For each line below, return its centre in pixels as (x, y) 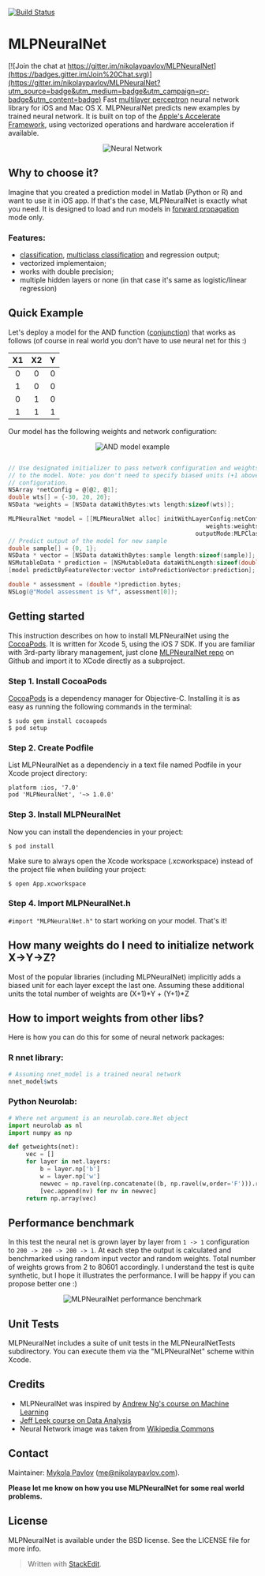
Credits (27, 1385)
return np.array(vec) (61, 1198)
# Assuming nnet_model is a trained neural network (95, 1074)
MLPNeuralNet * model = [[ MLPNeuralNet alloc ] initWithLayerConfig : (121, 519)
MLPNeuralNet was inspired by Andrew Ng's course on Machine (124, 1403)
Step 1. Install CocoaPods (58, 681)
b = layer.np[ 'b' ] (70, 1169)
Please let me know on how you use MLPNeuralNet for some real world (126, 1488)
